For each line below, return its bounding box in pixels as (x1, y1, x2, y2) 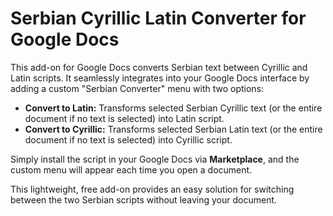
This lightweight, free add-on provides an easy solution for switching (10, 183, 295, 195)
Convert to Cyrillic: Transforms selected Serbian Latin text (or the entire (24, 123, 323, 135)
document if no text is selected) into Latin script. (24, 112, 225, 124)
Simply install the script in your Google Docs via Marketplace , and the (10, 153, 300, 165)
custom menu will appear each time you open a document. (10, 163, 253, 176)
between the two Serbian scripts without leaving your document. (10, 193, 278, 206)
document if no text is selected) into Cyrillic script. (24, 133, 233, 146)
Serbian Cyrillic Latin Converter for (10, 7, 307, 30)
